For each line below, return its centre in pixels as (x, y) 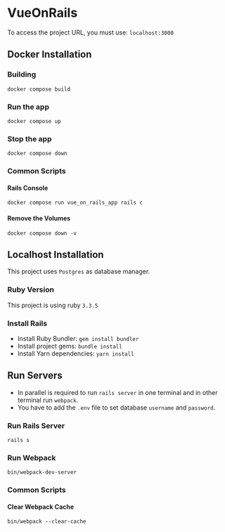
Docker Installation (50, 54)
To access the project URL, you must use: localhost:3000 (91, 32)
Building (22, 74)
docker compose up (34, 121)
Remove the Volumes (39, 218)
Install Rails (27, 323)
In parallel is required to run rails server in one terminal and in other (117, 392)
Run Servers (35, 376)
